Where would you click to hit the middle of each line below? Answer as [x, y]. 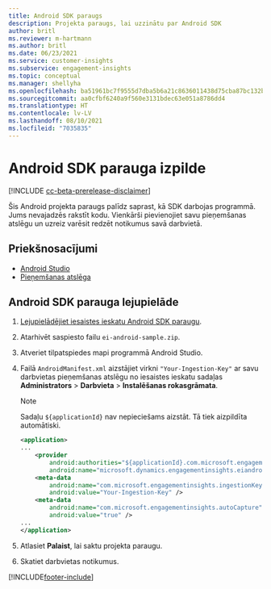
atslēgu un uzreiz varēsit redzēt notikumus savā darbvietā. [106, 223]
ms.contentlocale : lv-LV [50, 114]
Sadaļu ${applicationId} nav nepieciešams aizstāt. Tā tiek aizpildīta [133, 417]
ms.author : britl [38, 46]
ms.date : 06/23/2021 [43, 53]
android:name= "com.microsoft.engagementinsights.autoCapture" [156, 508]
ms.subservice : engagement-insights [70, 69]
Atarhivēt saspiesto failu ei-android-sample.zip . [100, 337]
